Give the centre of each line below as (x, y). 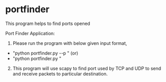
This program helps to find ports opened (48, 23)
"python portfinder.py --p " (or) (45, 53)
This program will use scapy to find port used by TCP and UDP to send (87, 68)
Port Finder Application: (30, 33)
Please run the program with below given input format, (70, 43)
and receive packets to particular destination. (60, 74)
